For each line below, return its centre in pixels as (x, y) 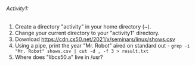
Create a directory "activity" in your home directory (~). (83, 27)
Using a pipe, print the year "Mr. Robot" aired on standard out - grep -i (102, 46)
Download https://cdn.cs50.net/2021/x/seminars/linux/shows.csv (95, 39)
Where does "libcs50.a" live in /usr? (59, 57)
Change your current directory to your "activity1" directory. (87, 33)
